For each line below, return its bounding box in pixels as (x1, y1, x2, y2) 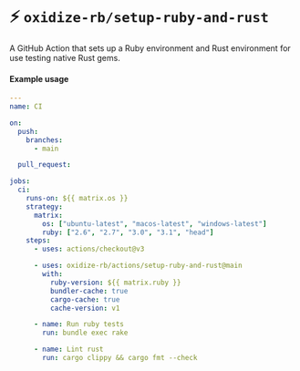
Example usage (9, 73, 69, 84)
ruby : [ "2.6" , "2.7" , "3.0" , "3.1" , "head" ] (42, 228, 214, 237)
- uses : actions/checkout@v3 (33, 244, 145, 254)
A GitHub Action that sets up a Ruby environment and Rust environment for (9, 42, 292, 54)
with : (42, 270, 64, 279)
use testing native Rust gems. (9, 52, 120, 63)
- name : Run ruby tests (33, 320, 125, 329)
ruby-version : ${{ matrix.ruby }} (49, 278, 181, 287)
